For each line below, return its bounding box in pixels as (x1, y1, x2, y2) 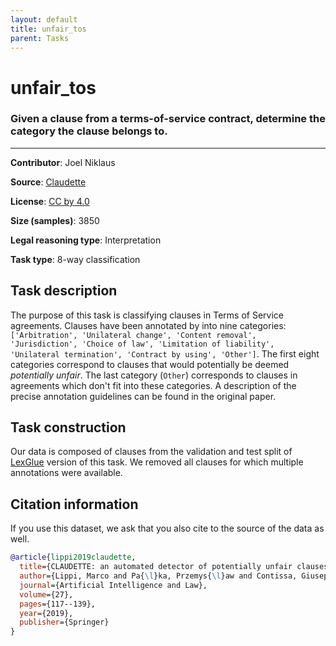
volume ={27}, (19, 589, 74, 600)
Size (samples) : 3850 (10, 214, 100, 226)
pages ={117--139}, (19, 599, 97, 609)
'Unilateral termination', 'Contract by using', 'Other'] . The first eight (10, 347, 320, 360)
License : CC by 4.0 (10, 195, 90, 207)
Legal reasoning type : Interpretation (10, 234, 162, 246)
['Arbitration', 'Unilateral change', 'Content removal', (10, 330, 257, 340)
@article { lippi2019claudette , (10, 552, 137, 563)
